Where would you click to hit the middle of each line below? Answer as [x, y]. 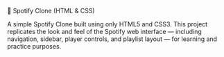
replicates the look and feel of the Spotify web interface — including [105, 32]
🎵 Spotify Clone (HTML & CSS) [51, 11]
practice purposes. [34, 46]
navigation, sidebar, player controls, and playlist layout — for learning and [112, 39]
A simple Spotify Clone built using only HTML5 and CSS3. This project [107, 24]
